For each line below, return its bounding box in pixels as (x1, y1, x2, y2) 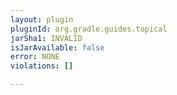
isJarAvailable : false (10, 42, 105, 53)
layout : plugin (10, 14, 74, 25)
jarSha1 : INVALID (10, 33, 83, 43)
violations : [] (10, 61, 74, 71)
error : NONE (10, 52, 60, 62)
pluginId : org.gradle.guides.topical (10, 24, 168, 34)
